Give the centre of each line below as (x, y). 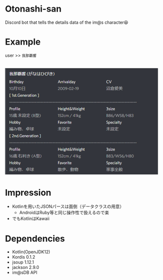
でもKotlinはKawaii (31, 218)
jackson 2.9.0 (26, 267)
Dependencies (35, 239)
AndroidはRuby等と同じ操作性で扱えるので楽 (64, 213)
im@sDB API (24, 273)
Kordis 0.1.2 (24, 257)
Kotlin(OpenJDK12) (31, 252)
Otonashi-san (33, 9)
